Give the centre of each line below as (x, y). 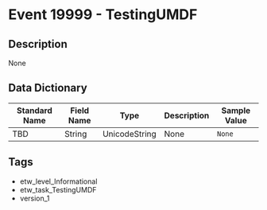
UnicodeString (129, 134)
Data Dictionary (48, 88)
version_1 (35, 198)
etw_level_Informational (58, 181)
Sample (236, 111)
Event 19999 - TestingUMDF (103, 15)
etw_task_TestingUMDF (58, 189)
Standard (35, 111)
